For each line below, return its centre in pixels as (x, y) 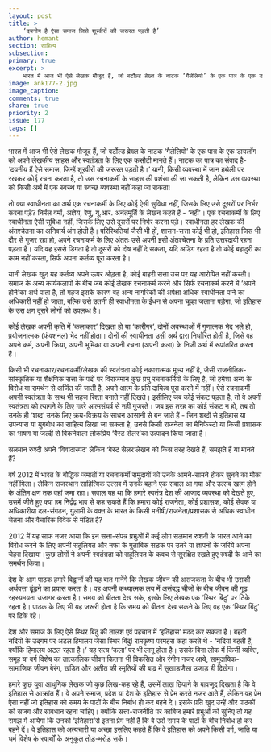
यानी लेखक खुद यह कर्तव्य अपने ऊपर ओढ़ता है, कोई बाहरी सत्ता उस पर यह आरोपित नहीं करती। (130, 274)
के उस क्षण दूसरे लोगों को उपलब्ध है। (55, 310)
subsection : (28, 53)
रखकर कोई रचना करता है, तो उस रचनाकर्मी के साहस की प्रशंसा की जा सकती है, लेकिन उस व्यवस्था (134, 178)
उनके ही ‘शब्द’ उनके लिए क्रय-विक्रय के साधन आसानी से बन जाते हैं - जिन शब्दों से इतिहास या (127, 415)
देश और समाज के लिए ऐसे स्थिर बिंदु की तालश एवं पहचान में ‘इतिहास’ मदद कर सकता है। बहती (127, 632)
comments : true (34, 98)
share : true (28, 106)
